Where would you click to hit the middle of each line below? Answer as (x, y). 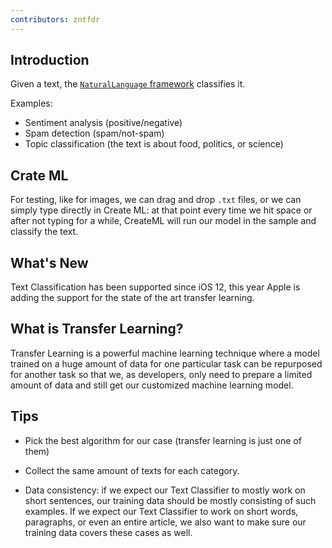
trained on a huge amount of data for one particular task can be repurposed (166, 363)
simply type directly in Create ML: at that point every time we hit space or (161, 210)
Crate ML (39, 175)
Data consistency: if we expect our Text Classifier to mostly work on (165, 490)
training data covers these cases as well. (108, 532)
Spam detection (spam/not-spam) (94, 133)
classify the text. (44, 232)
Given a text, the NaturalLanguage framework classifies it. (128, 84)
